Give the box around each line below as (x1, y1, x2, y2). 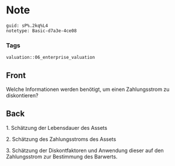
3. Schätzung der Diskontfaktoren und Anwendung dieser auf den (6, 147, 164, 154)
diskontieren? (6, 92, 39, 99)
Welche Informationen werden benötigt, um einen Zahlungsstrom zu (6, 86, 170, 93)
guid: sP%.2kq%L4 (6, 23, 48, 29)
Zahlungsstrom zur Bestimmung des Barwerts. (6, 153, 118, 160)
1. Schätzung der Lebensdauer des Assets (6, 124, 108, 131)
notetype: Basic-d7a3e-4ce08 (6, 27, 77, 34)
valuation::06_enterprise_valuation (6, 55, 95, 61)
